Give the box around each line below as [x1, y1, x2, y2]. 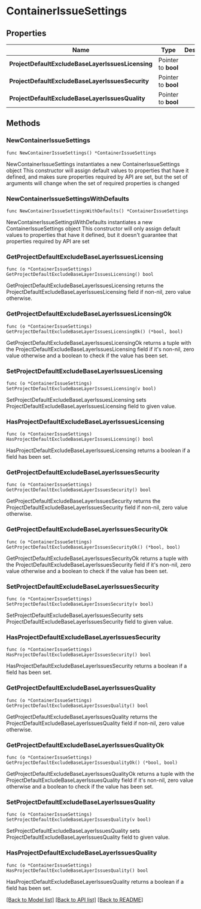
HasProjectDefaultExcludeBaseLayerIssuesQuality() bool [6, 868, 148, 874]
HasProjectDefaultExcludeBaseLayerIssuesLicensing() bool [6, 437, 154, 443]
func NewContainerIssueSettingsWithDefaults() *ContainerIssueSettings [6, 208, 188, 214]
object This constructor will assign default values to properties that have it [6, 167, 189, 174]
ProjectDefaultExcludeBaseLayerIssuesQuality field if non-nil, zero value [6, 720, 185, 727]
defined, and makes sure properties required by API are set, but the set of [6, 173, 188, 180]
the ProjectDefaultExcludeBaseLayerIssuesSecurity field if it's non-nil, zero [6, 561, 191, 568]
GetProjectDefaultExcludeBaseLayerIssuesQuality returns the [6, 713, 157, 720]
